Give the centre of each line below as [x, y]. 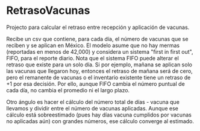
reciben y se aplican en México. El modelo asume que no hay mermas [93, 45]
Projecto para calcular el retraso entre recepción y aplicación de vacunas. [98, 27]
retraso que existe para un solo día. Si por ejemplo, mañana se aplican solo [99, 65]
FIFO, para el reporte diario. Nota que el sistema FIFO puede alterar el [92, 58]
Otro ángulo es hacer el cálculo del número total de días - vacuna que [93, 102]
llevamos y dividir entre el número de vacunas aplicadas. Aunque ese [92, 108]
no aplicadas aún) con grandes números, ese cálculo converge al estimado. [100, 121]
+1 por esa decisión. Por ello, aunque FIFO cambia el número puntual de [95, 84]
